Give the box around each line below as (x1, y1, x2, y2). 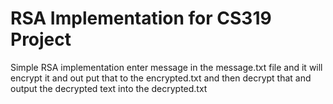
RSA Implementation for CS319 (10, 7, 272, 30)
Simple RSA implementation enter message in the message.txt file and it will (10, 61, 323, 73)
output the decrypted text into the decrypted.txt (10, 82, 208, 94)
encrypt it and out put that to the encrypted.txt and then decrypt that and (10, 72, 312, 84)
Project (10, 28, 72, 51)
